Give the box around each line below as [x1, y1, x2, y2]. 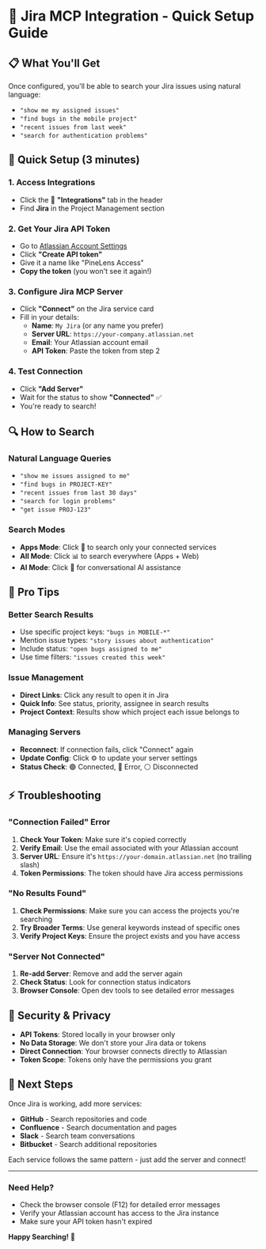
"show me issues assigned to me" [19, 473, 131, 480]
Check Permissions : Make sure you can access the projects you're [19, 905, 240, 915]
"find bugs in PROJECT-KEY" [19, 480, 112, 489]
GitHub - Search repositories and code [19, 1114, 147, 1123]
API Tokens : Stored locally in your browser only [19, 1029, 176, 1039]
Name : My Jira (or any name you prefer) [31, 321, 164, 331]
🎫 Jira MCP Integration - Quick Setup [8, 7, 255, 25]
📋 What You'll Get [8, 56, 101, 70]
